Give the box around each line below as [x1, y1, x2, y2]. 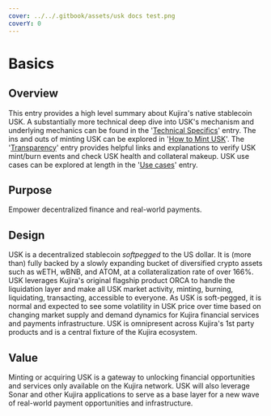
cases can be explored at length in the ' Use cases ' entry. [8, 160, 198, 169]
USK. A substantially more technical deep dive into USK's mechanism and [8, 117, 255, 127]
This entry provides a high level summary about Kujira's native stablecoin [8, 108, 252, 118]
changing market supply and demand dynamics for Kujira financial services [8, 310, 260, 320]
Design [8, 228, 45, 242]
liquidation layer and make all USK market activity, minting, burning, [8, 285, 234, 294]
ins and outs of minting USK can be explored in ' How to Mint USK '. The [8, 134, 245, 144]
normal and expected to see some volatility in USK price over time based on [8, 302, 261, 311]
